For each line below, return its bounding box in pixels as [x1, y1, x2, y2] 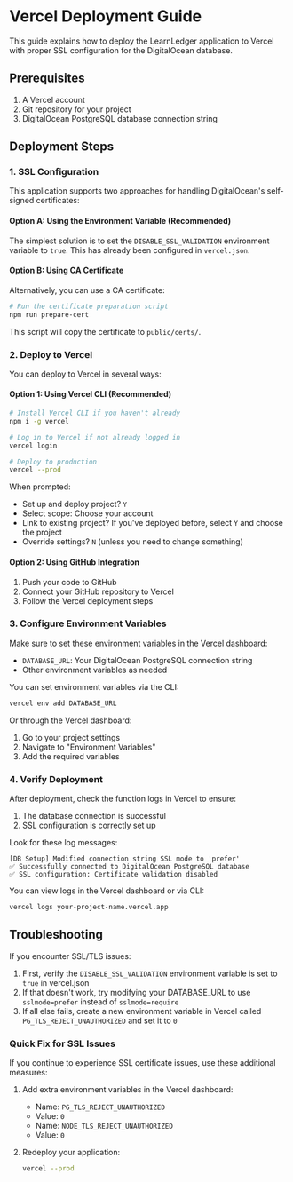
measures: [9, 1067, 48, 1077]
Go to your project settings [21, 732, 121, 742]
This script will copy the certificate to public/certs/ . [9, 326, 202, 337]
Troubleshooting [9, 927, 104, 942]
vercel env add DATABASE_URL [9, 699, 117, 708]
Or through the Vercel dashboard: [9, 715, 132, 726]
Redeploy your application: [21, 1147, 121, 1157]
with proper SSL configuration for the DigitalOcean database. [9, 44, 234, 55]
